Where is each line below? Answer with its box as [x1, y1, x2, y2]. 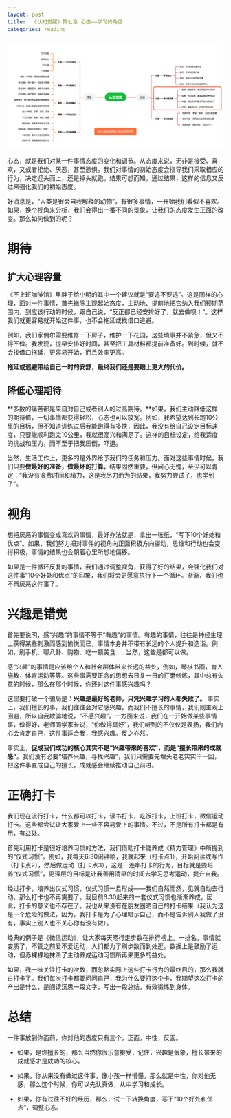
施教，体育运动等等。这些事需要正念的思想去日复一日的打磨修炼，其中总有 [7, 671, 218, 679]
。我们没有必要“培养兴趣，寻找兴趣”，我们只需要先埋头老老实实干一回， [16, 752, 221, 761]
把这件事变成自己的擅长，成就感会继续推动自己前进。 [7, 761, 158, 769]
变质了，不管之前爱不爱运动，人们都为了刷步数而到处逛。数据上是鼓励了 [7, 942, 212, 950]
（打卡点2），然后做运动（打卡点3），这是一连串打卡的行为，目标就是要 [7, 861, 208, 869]
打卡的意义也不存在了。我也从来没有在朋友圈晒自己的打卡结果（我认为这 [19, 901, 224, 910]
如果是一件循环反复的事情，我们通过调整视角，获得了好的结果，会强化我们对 [7, 562, 224, 571]
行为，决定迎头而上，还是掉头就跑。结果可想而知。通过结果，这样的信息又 [7, 174, 218, 182]
